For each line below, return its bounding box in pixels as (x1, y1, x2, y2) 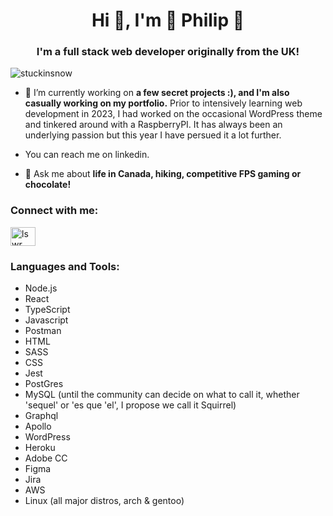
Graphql (24, 410, 59, 422)
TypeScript (24, 304, 71, 316)
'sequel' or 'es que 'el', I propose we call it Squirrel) (24, 399, 237, 411)
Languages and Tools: (10, 259, 120, 273)
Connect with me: (10, 204, 99, 218)
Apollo (24, 420, 52, 433)
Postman (24, 325, 62, 337)
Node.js (24, 282, 58, 294)
